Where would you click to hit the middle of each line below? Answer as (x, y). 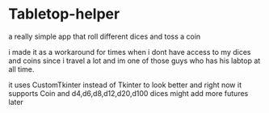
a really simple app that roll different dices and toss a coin (105, 36)
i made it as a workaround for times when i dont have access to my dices (130, 52)
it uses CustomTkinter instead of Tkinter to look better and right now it (125, 85)
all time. (21, 69)
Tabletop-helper (64, 14)
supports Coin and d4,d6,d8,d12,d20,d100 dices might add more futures (128, 93)
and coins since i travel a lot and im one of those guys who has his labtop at (134, 61)
